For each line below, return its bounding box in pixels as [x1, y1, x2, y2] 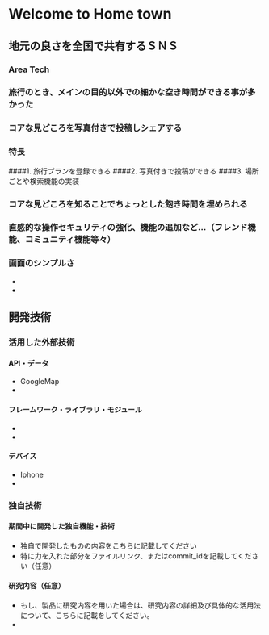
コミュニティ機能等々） [24, 234, 116, 245]
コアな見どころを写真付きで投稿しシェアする [8, 123, 183, 134]
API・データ [8, 358, 49, 368]
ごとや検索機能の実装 [8, 176, 79, 186]
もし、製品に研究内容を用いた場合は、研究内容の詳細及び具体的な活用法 [19, 600, 261, 610]
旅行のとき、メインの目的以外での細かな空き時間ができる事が [8, 86, 248, 98]
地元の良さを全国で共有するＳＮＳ [8, 39, 179, 52]
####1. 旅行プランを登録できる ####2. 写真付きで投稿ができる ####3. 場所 [8, 166, 260, 176]
